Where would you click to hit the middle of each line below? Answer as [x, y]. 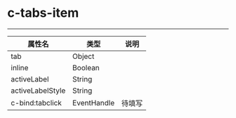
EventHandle [93, 103]
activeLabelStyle [38, 91]
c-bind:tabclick [36, 103]
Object [84, 56]
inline [20, 67]
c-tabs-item [43, 13]
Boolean [86, 67]
